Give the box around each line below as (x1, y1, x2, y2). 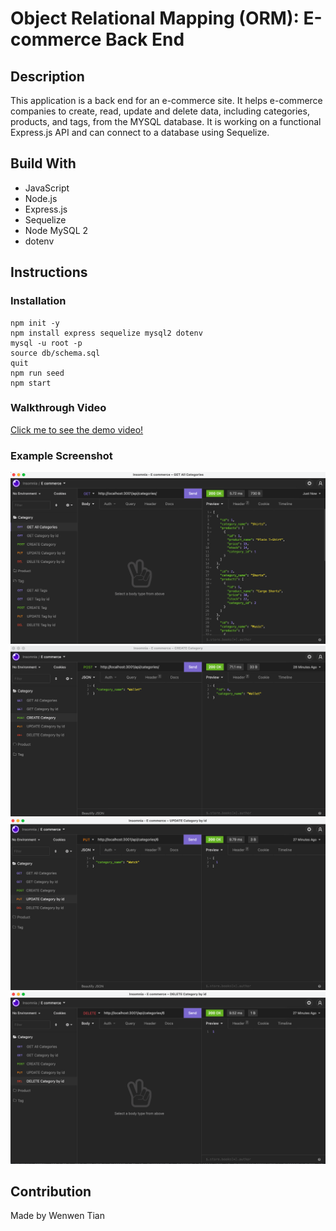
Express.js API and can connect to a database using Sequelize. (10, 127, 270, 138)
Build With (10, 155, 77, 172)
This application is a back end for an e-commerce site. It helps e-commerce (10, 95, 323, 106)
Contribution (10, 1183, 92, 1201)
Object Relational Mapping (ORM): (10, 7, 300, 30)
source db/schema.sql (10, 348, 101, 358)
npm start (10, 378, 52, 388)
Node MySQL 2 (24, 224, 89, 236)
